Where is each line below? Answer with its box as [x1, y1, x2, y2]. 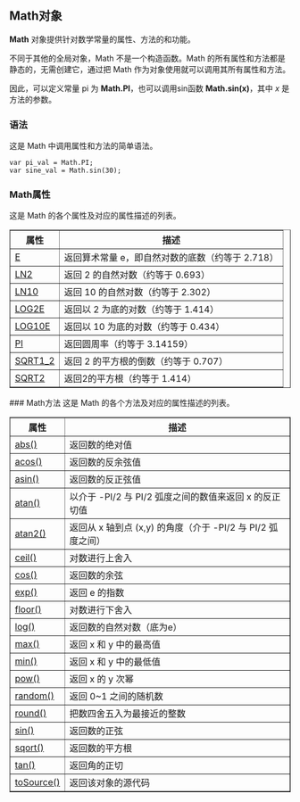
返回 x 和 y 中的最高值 [69, 639, 161, 651]
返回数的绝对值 [69, 439, 132, 451]
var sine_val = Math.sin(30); [9, 166, 122, 176]
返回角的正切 [69, 759, 123, 772]
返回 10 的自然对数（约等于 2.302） [63, 286, 216, 299]
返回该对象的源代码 [69, 777, 150, 790]
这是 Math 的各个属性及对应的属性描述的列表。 [9, 211, 181, 221]
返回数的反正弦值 [69, 474, 141, 486]
